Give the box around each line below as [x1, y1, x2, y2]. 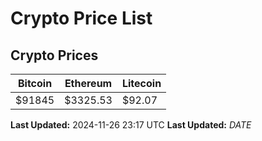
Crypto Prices [10, 47, 99, 64]
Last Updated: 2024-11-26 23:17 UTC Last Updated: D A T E [10, 119, 252, 131]
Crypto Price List [10, 7, 153, 30]
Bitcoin [17, 77, 53, 90]
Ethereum [64, 77, 113, 90]
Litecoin [121, 77, 162, 90]
